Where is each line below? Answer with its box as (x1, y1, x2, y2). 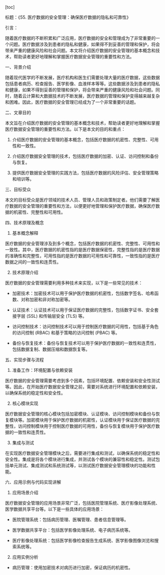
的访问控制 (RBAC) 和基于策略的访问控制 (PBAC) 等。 (12, 330, 120, 335)
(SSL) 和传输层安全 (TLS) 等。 (26, 313, 87, 319)
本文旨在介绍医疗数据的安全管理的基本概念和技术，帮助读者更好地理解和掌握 (5, 120, 160, 126)
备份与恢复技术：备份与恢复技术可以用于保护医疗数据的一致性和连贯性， (12, 340, 159, 346)
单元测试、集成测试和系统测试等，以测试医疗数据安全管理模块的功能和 (9, 462, 151, 468)
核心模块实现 (12, 400, 38, 406)
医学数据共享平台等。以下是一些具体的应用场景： (5, 506, 104, 512)
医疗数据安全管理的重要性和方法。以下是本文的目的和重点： (5, 126, 126, 132)
